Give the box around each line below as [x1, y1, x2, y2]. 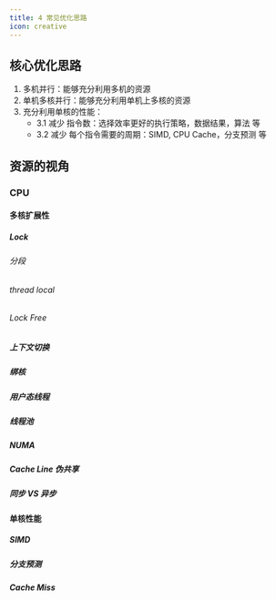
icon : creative [9, 22, 67, 31]
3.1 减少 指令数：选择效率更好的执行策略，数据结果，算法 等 [36, 117, 261, 128]
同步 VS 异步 [9, 488, 57, 499]
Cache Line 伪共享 [9, 463, 79, 474]
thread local [9, 284, 55, 295]
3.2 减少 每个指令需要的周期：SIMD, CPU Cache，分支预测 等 [36, 129, 267, 140]
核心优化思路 [9, 57, 82, 73]
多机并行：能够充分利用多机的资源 [22, 84, 151, 95]
